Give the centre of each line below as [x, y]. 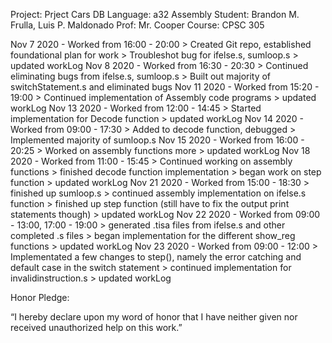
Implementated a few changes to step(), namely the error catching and [156, 257]
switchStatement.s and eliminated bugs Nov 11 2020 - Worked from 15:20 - [165, 87]
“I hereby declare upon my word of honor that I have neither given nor [154, 317]
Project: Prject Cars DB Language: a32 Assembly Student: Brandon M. [155, 14]
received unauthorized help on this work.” [96, 327]
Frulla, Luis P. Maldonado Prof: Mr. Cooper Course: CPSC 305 [137, 25]
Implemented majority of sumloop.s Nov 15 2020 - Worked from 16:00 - [157, 140]
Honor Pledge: [40, 297]
